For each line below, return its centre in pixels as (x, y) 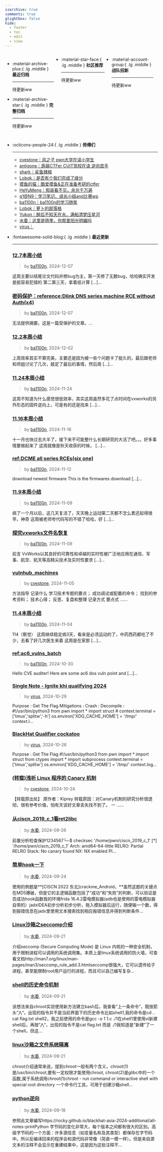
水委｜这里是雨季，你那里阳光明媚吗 (56, 220)
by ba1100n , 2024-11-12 (48, 469)
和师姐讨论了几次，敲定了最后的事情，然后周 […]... (63, 364)
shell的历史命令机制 (35, 985)
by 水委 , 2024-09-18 (45, 1110)
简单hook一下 (28, 865)
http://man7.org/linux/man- (52, 958)
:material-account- (130, 59)
